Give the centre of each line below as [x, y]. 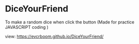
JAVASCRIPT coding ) [27, 27]
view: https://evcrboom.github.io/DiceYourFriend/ [54, 36]
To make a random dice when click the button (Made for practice [70, 22]
